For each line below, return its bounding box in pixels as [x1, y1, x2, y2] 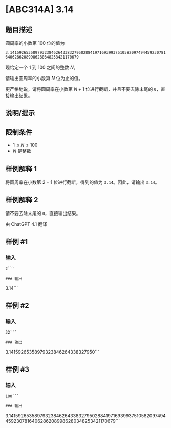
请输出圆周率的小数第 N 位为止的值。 [5, 75, 83, 81]
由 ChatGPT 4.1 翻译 [5, 221, 48, 227]
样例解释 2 [5, 196, 38, 204]
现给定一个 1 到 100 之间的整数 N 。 [5, 64, 78, 70]
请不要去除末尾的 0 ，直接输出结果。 [5, 210, 81, 216]
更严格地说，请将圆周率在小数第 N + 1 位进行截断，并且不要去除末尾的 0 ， [5, 86, 161, 92]
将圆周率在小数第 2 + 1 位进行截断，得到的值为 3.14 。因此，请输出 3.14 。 [5, 179, 160, 185]
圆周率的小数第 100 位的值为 [5, 40, 65, 46]
